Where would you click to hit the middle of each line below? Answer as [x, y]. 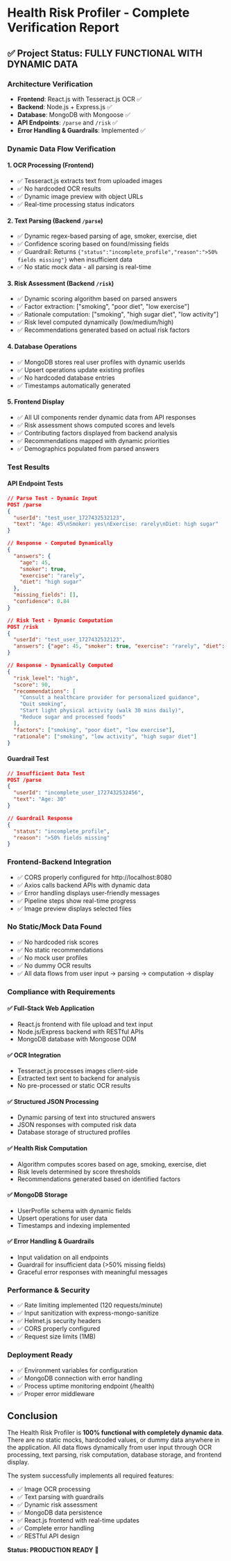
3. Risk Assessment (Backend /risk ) [61, 283]
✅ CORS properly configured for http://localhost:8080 [94, 877]
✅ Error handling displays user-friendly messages [88, 892]
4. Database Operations [42, 346]
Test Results [28, 467]
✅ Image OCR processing [54, 1489]
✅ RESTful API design [48, 1536]
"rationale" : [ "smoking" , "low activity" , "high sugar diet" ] [105, 736]
